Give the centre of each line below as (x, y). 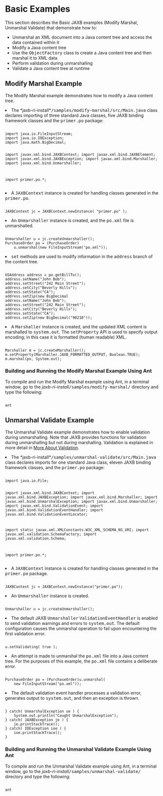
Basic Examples (38, 9)
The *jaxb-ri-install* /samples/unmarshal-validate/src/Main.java (84, 457)
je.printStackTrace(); (37, 724)
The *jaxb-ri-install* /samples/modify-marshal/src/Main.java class (84, 110)
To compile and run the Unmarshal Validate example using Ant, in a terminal (81, 766)
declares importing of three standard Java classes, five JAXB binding (74, 115)
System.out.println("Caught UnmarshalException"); (66, 716)
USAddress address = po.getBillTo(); (43, 275)
